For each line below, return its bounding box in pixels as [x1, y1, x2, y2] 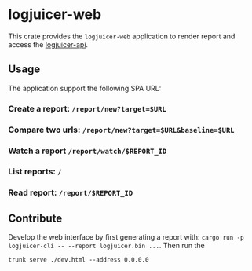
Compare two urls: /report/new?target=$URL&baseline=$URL [8, 124, 235, 135]
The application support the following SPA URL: [8, 83, 162, 93]
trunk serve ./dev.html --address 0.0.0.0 [8, 256, 149, 264]
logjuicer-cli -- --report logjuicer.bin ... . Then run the [8, 241, 206, 251]
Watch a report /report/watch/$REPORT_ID [8, 145, 167, 156]
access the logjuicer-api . [8, 39, 89, 49]
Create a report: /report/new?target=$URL [8, 103, 166, 114]
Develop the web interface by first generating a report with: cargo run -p [8, 233, 245, 242]
